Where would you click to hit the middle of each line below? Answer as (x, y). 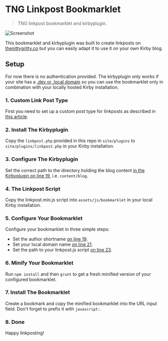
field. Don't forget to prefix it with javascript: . (53, 309)
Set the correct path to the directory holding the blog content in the (75, 170)
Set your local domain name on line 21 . (53, 244)
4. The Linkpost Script (33, 189)
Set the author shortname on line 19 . (50, 239)
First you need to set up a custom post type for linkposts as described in (80, 111)
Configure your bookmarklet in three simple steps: (58, 229)
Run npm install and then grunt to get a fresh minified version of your (78, 274)
